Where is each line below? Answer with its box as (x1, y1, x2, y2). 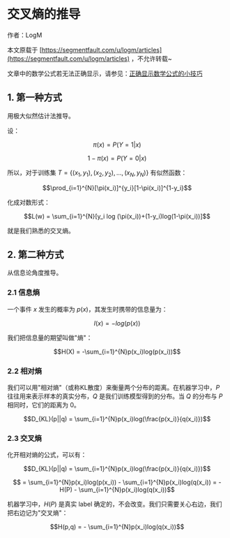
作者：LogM (7, 31, 43, 39)
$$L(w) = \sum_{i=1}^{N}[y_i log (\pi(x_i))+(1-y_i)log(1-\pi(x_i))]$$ (24, 212, 210, 220)
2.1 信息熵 (7, 288, 40, 298)
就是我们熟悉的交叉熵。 (7, 226, 75, 235)
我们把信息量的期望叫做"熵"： (7, 333, 93, 342)
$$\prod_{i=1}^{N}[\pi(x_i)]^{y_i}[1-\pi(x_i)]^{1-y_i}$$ (42, 183, 192, 192)
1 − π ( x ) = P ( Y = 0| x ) (87, 154, 147, 162)
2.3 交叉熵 (7, 433, 42, 443)
